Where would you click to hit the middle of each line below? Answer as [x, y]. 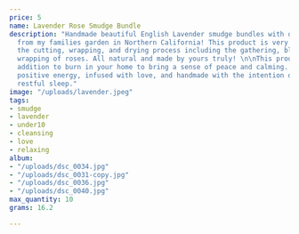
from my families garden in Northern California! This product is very [153, 42]
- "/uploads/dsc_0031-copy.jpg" [69, 174]
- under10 [28, 125]
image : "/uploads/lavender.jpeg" [71, 92]
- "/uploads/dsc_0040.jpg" [59, 191]
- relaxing [29, 149]
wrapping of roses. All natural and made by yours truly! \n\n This [145, 59]
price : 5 [25, 17]
